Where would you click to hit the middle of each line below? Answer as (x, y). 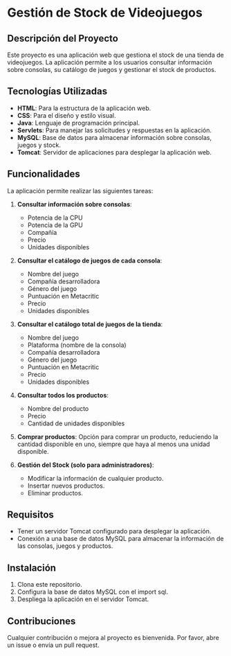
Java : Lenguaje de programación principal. (78, 123)
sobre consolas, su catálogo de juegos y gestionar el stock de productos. (112, 70)
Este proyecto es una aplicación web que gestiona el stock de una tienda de (115, 55)
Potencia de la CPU (55, 218)
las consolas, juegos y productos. (65, 546)
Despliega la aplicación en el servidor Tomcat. (83, 599)
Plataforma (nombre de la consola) (77, 345)
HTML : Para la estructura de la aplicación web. (84, 108)
